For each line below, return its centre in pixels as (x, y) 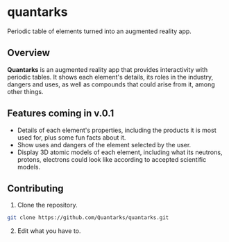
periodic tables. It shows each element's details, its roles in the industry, (110, 77)
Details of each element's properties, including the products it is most (117, 130)
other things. (25, 91)
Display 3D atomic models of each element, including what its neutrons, (120, 152)
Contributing (35, 188)
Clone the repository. (47, 205)
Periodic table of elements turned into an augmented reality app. (100, 31)
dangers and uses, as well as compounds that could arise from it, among (111, 84)
